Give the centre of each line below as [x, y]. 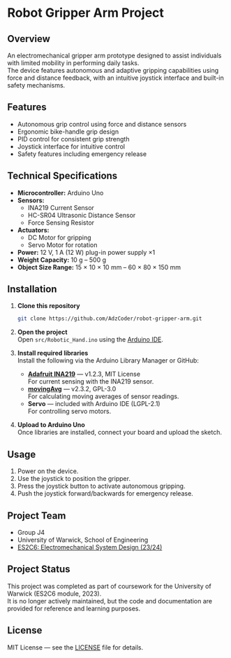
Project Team [37, 516]
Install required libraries [53, 353]
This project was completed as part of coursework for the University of [109, 586]
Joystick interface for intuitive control [71, 146]
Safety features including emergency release [82, 154]
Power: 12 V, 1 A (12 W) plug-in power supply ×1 [86, 252]
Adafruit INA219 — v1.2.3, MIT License [84, 374]
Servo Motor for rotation [62, 245]
